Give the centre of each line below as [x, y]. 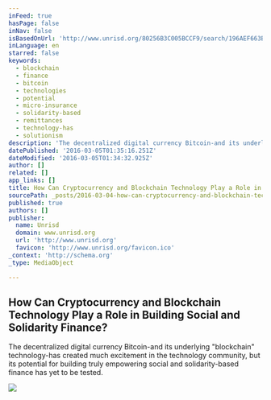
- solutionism [39, 135]
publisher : [27, 218]
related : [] [28, 173]
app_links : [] [32, 181]
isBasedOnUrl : [32, 38]
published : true [35, 203]
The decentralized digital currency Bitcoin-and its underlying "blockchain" [131, 347]
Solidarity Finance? [58, 327]
